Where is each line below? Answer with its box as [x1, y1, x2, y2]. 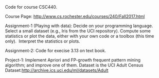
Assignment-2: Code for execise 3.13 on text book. [5, 48, 106, 53]
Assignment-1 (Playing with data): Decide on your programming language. [5, 23, 153, 29]
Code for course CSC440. [5, 4, 57, 10]
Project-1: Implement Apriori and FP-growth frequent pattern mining [5, 57, 141, 62]
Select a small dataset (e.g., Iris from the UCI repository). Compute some [5, 28, 151, 33]
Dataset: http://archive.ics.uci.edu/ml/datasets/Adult [5, 67, 108, 73]
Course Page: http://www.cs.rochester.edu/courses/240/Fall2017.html [5, 14, 145, 19]
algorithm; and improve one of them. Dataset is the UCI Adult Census [5, 62, 143, 68]
